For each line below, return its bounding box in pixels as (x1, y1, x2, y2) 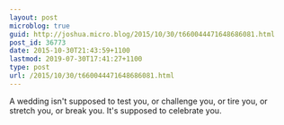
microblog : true (9, 21, 70, 30)
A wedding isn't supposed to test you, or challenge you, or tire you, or (9, 96, 268, 106)
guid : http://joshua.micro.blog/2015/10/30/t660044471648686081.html (9, 29, 276, 38)
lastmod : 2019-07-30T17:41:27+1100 (9, 54, 143, 63)
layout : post (9, 12, 58, 22)
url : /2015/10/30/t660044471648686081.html (9, 71, 175, 80)
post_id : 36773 (9, 37, 67, 47)
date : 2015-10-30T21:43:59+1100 (9, 46, 130, 55)
